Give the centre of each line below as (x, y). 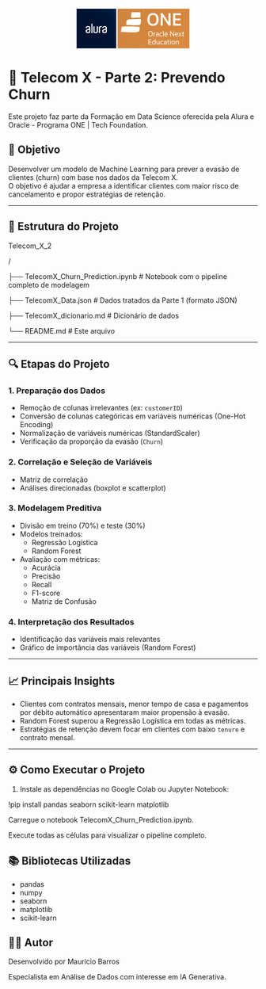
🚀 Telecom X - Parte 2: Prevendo (117, 78)
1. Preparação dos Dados (57, 391)
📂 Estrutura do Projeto (63, 227)
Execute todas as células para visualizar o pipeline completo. (108, 835)
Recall (42, 584)
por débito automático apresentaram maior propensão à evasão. (124, 712)
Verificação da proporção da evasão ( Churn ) (91, 441)
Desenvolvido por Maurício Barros (64, 962)
